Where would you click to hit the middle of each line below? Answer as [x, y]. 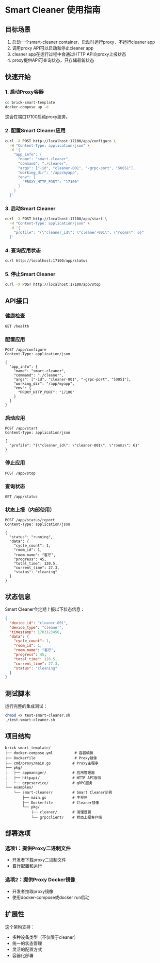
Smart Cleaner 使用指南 [53, 10]
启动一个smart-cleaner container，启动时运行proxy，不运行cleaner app [83, 42]
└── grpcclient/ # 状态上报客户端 [66, 817]
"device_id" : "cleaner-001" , [39, 623]
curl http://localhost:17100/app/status [47, 261]
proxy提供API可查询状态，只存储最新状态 [53, 60]
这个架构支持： [20, 927]
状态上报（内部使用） [30, 510]
